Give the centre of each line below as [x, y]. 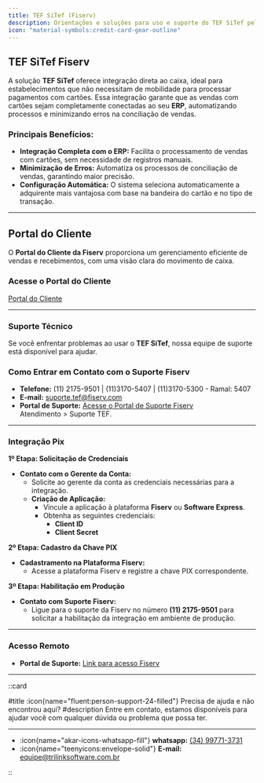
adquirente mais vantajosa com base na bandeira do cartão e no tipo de [136, 193]
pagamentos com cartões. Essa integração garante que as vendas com [123, 97]
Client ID [69, 524]
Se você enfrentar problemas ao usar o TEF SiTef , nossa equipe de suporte [130, 343]
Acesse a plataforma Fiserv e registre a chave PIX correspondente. [140, 571]
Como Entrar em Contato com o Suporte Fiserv [99, 371]
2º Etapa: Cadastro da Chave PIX [63, 547]
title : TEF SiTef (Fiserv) [52, 15]
